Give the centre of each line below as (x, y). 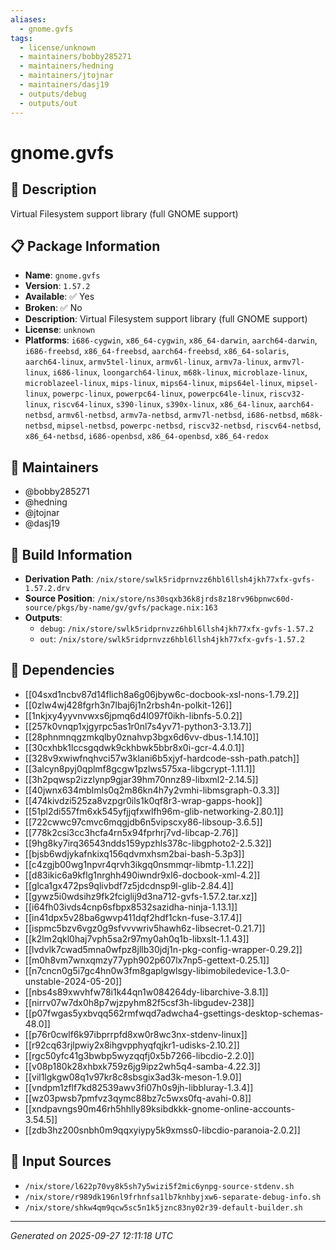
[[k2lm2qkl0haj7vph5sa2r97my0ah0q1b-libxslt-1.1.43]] (137, 938)
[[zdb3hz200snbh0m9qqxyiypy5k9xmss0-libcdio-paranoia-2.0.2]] (162, 1130)
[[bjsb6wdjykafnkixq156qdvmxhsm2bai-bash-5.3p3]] (134, 853)
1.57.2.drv (47, 588)
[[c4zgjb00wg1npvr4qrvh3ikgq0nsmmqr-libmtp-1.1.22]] (139, 864)
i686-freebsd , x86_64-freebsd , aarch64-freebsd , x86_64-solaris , (157, 351)
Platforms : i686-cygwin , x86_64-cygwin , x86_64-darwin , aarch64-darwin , (171, 340)
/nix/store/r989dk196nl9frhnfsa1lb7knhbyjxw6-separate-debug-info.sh (173, 1197)
